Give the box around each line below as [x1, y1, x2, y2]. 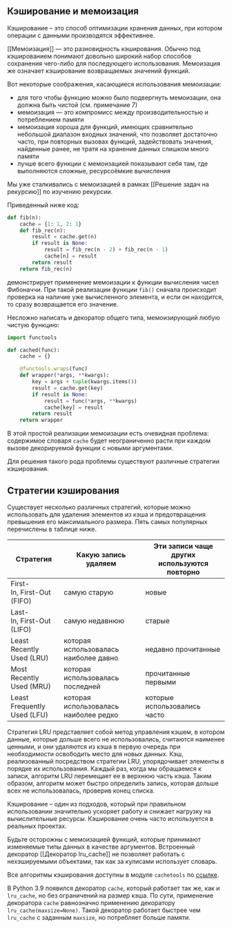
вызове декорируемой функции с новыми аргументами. [7, 444, 174, 452]
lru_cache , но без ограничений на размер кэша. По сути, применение [7, 891, 214, 900]
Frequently [10, 702, 46, 710]
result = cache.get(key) [32, 385, 104, 391]
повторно [166, 568, 200, 577]
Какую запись [76, 550, 126, 559]
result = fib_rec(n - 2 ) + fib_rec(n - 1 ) [43, 246, 168, 253]
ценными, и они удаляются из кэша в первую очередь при [7, 742, 181, 751]
